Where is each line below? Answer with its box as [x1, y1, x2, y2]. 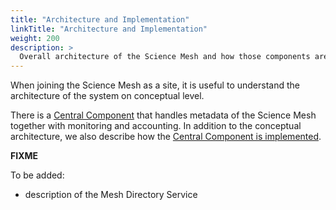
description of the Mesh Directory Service [24, 189, 198, 201]
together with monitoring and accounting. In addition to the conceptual [10, 120, 302, 132]
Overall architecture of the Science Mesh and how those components [19, 52, 311, 62]
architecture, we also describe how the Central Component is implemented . [10, 131, 322, 143]
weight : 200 [10, 33, 60, 43]
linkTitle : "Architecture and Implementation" [10, 24, 208, 34]
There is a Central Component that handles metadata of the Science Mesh [10, 109, 317, 121]
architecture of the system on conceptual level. [10, 90, 205, 102]
